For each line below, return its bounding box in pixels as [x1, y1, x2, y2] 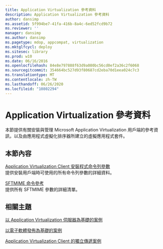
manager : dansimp [5, 30, 41, 35]
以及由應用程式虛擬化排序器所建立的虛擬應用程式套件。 [13, 133, 128, 139]
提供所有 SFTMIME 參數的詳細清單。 [5, 186, 80, 192]
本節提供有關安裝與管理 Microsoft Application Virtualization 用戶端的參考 [5, 127, 154, 133]
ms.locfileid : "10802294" [5, 86, 59, 91]
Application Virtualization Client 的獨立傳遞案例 [5, 238, 102, 244]
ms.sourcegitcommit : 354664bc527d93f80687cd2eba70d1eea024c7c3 [5, 68, 140, 73]
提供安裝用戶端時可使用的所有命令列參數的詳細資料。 [5, 169, 115, 175]
